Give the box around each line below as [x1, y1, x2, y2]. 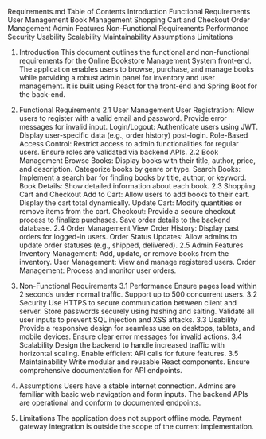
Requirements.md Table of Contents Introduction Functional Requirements [7, 7, 251, 16]
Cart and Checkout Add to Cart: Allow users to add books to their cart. [18, 190, 250, 199]
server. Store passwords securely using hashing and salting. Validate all [18, 306, 255, 316]
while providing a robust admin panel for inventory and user [18, 73, 216, 82]
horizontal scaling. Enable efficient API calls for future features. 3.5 [18, 349, 239, 358]
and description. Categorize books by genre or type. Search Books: [18, 165, 241, 173]
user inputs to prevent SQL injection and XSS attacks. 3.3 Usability [18, 315, 237, 324]
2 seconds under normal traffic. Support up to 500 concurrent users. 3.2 [18, 289, 258, 299]
